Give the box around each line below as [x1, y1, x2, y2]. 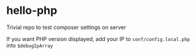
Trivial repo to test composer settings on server [6, 24, 127, 31]
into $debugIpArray [6, 42, 53, 49]
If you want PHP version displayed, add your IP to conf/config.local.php [6, 35, 190, 42]
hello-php [6, 4, 58, 18]
